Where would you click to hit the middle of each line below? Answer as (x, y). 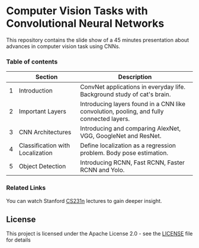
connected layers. (105, 119)
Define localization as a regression (128, 145)
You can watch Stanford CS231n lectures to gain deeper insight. (84, 201)
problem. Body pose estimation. (124, 153)
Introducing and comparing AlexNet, (130, 129)
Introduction (36, 91)
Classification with (44, 145)
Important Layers (42, 112)
